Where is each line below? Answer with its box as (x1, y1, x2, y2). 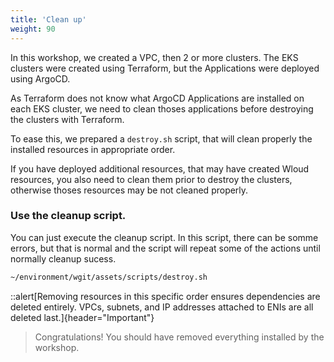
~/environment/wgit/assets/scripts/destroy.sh (10, 272, 208, 282)
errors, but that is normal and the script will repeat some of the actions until (10, 242, 321, 254)
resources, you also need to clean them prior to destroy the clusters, (10, 173, 293, 185)
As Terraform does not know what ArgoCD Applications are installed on (10, 92, 305, 104)
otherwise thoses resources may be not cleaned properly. (10, 184, 249, 196)
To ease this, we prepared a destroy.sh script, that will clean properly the (10, 132, 313, 145)
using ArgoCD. (10, 72, 71, 85)
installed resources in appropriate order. (10, 143, 176, 155)
